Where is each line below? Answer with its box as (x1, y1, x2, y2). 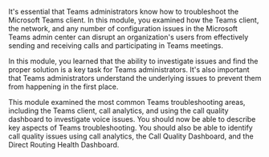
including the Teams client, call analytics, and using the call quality (8, 106, 229, 115)
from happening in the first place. (8, 82, 119, 91)
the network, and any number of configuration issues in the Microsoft (8, 24, 238, 33)
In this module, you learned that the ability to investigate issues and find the (8, 56, 259, 66)
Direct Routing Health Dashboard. (8, 140, 120, 149)
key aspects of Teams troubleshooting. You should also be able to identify (8, 123, 253, 132)
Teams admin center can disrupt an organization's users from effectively (8, 32, 249, 42)
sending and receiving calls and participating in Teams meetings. (8, 41, 223, 50)
